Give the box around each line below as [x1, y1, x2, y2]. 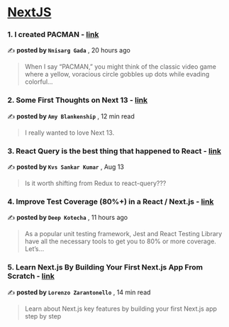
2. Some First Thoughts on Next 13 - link [7, 95, 148, 105]
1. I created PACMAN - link [7, 30, 99, 40]
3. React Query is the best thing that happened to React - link [7, 146, 222, 156]
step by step [24, 311, 62, 320]
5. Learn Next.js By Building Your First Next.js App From [7, 262, 203, 272]
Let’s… [24, 245, 45, 253]
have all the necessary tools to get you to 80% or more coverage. [24, 237, 216, 245]
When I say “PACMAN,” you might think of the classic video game [24, 62, 216, 71]
